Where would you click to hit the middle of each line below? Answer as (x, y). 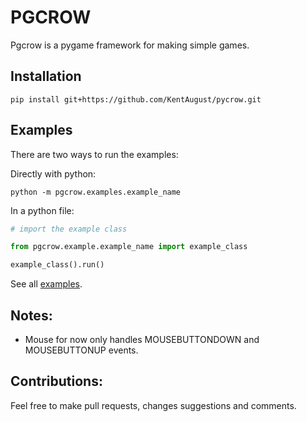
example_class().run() (57, 265)
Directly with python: (53, 173)
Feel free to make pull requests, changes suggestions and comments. (153, 405)
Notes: (31, 315)
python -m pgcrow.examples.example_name (96, 192)
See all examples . (46, 284)
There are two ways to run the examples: (94, 154)
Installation (46, 76)
